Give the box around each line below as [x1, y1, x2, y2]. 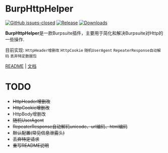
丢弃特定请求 [12, 136, 39, 142]
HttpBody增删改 [12, 111, 46, 117]
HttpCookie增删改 [12, 104, 50, 111]
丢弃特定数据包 [10, 53, 37, 58]
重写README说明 [12, 142, 49, 148]
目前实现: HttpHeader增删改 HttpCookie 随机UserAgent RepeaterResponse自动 [5, 47, 157, 53]
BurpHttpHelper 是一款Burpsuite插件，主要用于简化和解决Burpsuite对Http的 [5, 30, 163, 36]
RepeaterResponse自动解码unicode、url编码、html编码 [12, 123, 128, 129]
